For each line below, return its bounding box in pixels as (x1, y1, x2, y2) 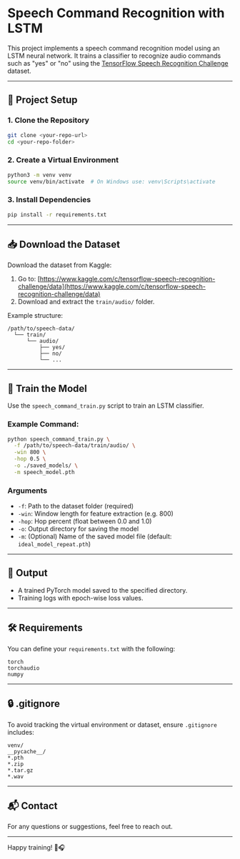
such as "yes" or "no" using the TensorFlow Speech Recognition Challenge (7, 59, 229, 67)
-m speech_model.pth (14, 468, 75, 476)
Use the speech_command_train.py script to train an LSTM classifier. (7, 401, 204, 410)
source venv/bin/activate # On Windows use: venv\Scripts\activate (7, 178, 216, 185)
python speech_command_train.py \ (7, 436, 111, 443)
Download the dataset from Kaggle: (7, 261, 112, 269)
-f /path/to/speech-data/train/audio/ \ (14, 442, 136, 449)
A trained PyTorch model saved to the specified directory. (17, 586, 188, 594)
